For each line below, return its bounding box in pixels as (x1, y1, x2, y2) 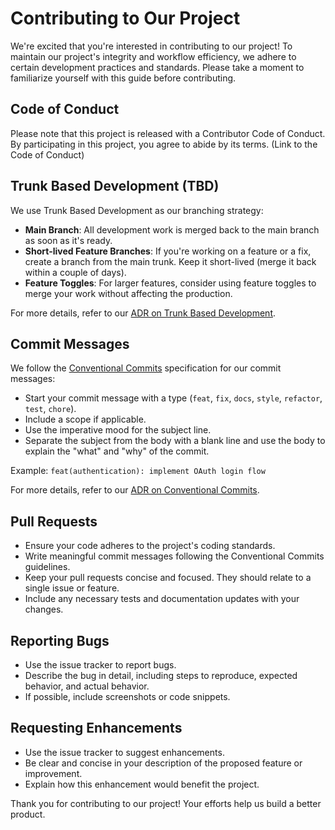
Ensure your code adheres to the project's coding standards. (24, 540, 276, 552)
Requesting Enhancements (10, 720, 183, 737)
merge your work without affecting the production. (24, 287, 233, 299)
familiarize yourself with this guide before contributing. (10, 72, 237, 84)
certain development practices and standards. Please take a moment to (10, 61, 305, 73)
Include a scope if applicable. (24, 413, 147, 426)
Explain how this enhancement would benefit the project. (24, 778, 260, 790)
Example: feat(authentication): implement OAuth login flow (10, 465, 266, 477)
